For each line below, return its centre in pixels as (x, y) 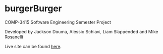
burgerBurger (33, 9)
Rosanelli (14, 37)
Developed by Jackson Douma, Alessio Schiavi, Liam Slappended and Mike (81, 31)
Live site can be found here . (33, 46)
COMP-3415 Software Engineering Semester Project (58, 22)
